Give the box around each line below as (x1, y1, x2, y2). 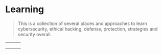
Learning (5, 4, 44, 15)
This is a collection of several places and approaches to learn (17, 20, 147, 26)
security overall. (17, 31, 52, 37)
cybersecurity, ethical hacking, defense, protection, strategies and (17, 25, 158, 32)
